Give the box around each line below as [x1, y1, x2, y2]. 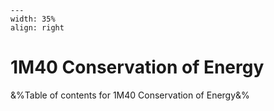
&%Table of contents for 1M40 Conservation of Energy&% [10, 89, 250, 101]
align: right [10, 23, 65, 33]
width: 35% [10, 14, 56, 24]
